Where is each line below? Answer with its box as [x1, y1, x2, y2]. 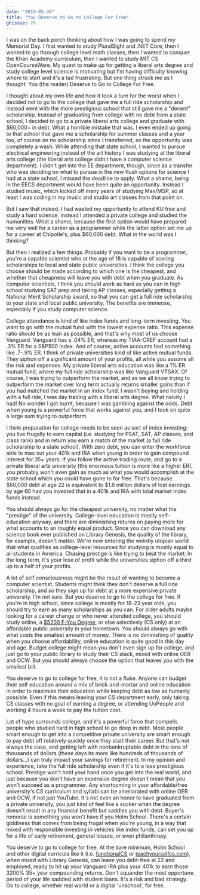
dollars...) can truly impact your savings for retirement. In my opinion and [6, 756, 185, 764]
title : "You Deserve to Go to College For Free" [6, 14, 130, 20]
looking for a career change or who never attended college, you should [6, 612, 181, 620]
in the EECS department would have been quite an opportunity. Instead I [6, 181, 184, 188]
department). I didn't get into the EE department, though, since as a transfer [6, 162, 193, 169]
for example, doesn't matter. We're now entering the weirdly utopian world [6, 537, 189, 544]
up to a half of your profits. [6, 563, 72, 570]
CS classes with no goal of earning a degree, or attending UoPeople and [6, 700, 184, 707]
